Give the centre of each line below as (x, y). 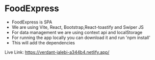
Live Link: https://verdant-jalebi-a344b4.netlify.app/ (57, 52)
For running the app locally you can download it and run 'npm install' (81, 38)
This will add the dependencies (43, 42)
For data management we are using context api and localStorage (77, 32)
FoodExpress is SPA (32, 22)
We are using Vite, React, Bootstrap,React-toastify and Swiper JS (78, 27)
